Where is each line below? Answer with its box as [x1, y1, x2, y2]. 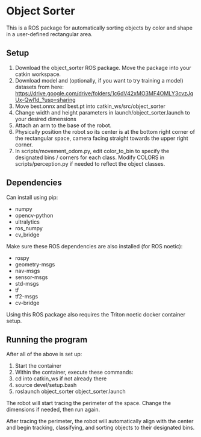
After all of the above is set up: [6, 351, 82, 358]
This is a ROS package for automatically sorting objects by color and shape [6, 24, 193, 31]
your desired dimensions [14, 115, 76, 122]
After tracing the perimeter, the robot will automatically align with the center [6, 418, 194, 425]
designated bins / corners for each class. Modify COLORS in [14, 154, 165, 161]
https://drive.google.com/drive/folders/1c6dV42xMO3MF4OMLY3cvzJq [14, 89, 194, 97]
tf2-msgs [14, 292, 38, 300]
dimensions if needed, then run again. [6, 406, 100, 413]
